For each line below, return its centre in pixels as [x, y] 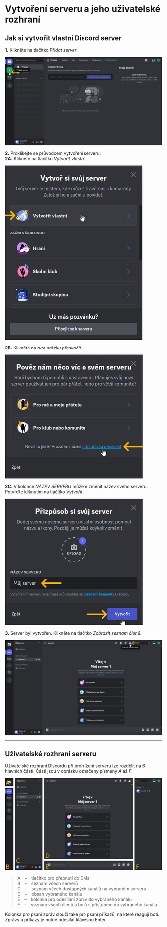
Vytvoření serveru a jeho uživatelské [83, 9]
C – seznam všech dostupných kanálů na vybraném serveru [82, 889]
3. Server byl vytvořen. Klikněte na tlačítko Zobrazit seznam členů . [73, 633]
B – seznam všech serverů [47, 883]
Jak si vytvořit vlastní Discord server [63, 38]
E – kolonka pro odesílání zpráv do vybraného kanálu [75, 899]
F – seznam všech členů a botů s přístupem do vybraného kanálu [87, 905]
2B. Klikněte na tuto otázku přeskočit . [44, 348]
